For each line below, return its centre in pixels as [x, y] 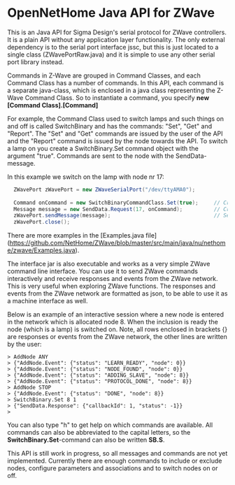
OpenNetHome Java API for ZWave [111, 13]
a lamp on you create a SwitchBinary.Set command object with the [103, 148]
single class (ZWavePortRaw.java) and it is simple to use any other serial [111, 55]
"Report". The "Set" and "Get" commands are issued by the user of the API [115, 133]
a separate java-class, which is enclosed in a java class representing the [111, 90]
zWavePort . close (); [42, 222]
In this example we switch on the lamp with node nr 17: [86, 177]
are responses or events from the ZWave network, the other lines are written [117, 337]
